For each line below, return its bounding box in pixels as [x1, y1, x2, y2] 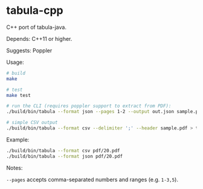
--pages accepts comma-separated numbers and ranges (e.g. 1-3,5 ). [6, 176, 178, 183]
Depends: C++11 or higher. [6, 35, 72, 42]
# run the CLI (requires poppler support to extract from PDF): [6, 103, 172, 109]
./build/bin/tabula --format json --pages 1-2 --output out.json [6, 109, 174, 115]
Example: [6, 136, 30, 143]
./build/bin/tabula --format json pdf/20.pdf [6, 153, 123, 160]
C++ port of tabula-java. [6, 23, 66, 31]
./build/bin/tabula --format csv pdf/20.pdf [6, 147, 120, 153]
